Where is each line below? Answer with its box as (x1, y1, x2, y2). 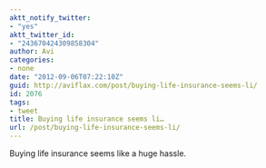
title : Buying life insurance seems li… (9, 114, 165, 124)
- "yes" (9, 22, 39, 31)
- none (9, 64, 34, 74)
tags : (9, 97, 30, 107)
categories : (9, 55, 54, 64)
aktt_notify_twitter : (9, 13, 92, 23)
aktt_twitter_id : (9, 30, 75, 39)
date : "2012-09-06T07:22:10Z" (9, 73, 124, 82)
